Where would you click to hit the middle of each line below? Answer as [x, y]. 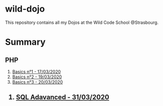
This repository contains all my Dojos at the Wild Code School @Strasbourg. [82, 22]
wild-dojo [25, 9]
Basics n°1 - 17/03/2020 [36, 71]
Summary [25, 42]
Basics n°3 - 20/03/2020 [37, 82]
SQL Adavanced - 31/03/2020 [62, 97]
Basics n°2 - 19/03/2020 [37, 77]
